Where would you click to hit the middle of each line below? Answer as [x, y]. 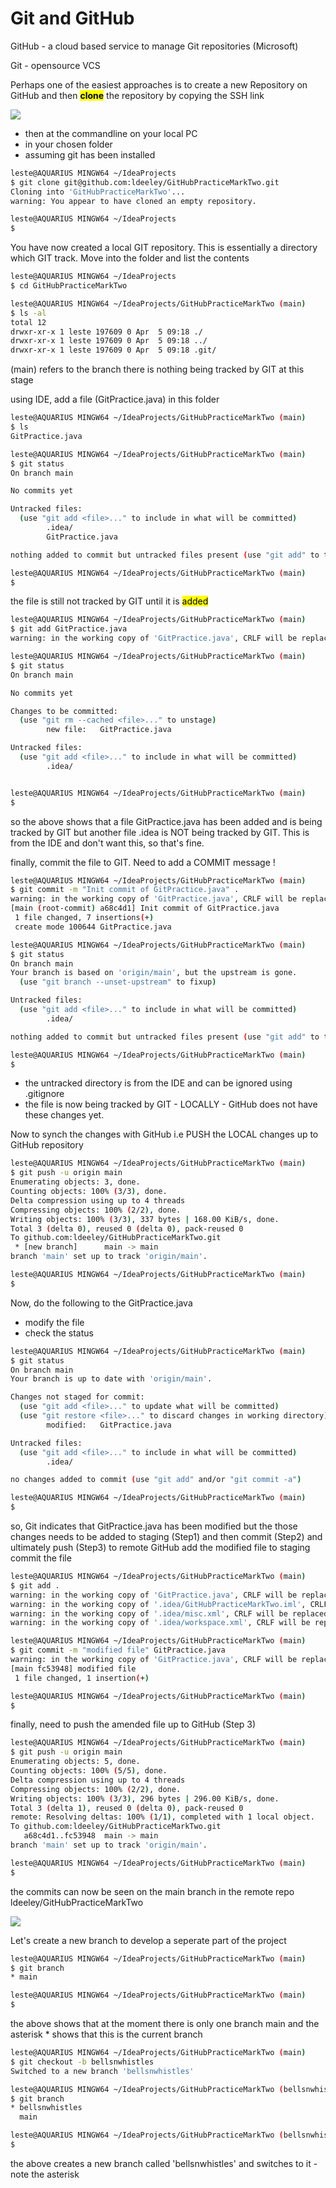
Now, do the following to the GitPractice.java [101, 1303]
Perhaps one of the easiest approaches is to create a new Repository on [159, 84]
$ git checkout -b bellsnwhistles [82, 2062]
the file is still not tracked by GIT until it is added [109, 601]
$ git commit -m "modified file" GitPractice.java [118, 1650]
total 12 [28, 322]
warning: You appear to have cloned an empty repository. [133, 201]
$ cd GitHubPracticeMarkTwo [69, 286]
